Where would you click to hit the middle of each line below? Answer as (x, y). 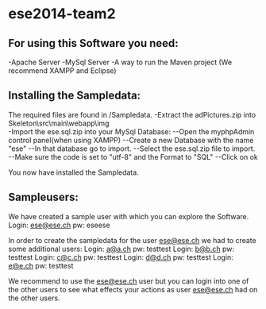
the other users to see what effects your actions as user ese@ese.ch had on (133, 289)
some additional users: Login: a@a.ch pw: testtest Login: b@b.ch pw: (121, 249)
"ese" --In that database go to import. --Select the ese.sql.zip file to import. (132, 149)
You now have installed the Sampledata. (73, 172)
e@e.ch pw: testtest (41, 265)
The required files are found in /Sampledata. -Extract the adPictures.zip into (132, 114)
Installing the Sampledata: (75, 96)
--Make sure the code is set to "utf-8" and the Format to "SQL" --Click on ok (133, 156)
